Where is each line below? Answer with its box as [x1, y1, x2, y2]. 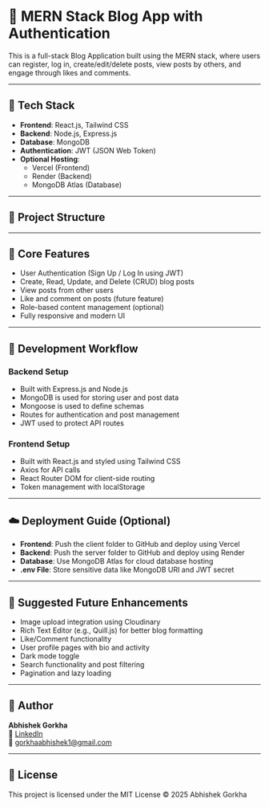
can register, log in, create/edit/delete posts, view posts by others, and [8, 59, 242, 69]
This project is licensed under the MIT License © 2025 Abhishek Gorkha [8, 789, 247, 799]
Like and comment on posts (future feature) [19, 294, 164, 304]
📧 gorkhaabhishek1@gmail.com [8, 737, 112, 747]
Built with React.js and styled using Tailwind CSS [19, 457, 181, 467]
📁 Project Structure [8, 210, 106, 224]
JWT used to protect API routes [19, 418, 124, 428]
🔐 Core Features [8, 247, 90, 260]
